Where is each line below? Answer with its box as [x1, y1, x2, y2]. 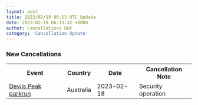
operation [138, 90, 166, 98]
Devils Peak [9, 82, 42, 90]
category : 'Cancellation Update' [6, 31, 88, 37]
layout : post [6, 8, 38, 15]
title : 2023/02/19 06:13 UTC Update [6, 14, 96, 20]
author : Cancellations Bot [6, 25, 72, 31]
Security [138, 82, 163, 90]
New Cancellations [6, 50, 62, 58]
